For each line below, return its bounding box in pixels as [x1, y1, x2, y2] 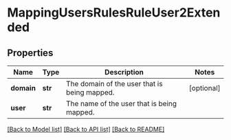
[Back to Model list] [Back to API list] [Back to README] [7, 126, 165, 133]
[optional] [188, 83, 221, 92]
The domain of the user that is [66, 79, 163, 88]
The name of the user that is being [66, 99, 177, 108]
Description [104, 68, 144, 77]
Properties [7, 47, 54, 59]
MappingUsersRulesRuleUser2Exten [7, 5, 221, 21]
